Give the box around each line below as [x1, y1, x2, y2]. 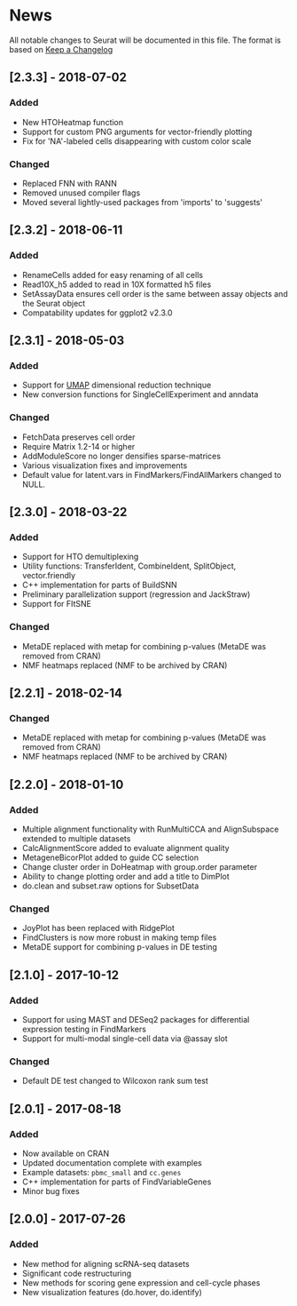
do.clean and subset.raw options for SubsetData [21, 880, 199, 891]
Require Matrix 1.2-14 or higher [21, 441, 136, 451]
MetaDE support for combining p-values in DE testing [21, 942, 217, 952]
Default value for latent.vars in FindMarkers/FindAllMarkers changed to [21, 469, 282, 480]
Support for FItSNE [21, 599, 91, 609]
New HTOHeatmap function [21, 116, 124, 127]
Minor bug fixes [21, 1185, 80, 1196]
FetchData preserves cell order [21, 432, 136, 442]
